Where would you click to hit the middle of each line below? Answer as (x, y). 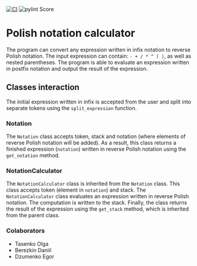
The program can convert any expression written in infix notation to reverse (99, 49)
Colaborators (26, 231)
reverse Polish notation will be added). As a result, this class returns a (91, 143)
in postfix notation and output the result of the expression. (77, 68)
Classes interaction (43, 87)
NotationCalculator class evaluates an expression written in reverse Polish (98, 196)
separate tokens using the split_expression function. (72, 108)
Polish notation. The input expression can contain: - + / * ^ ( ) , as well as (99, 56)
